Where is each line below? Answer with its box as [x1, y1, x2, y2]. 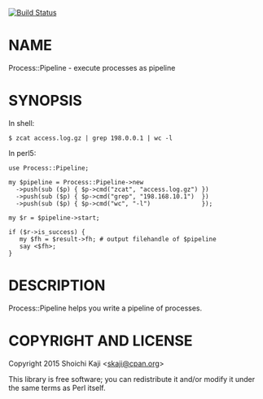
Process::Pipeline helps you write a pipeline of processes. [8, 303, 203, 313]
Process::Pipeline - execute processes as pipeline [8, 63, 176, 72]
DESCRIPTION [8, 276, 106, 295]
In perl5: [8, 148, 37, 158]
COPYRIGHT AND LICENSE [8, 332, 193, 349]
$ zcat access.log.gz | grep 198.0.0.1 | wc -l [8, 134, 173, 142]
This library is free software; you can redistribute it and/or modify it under [8, 374, 256, 384]
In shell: [8, 118, 35, 128]
